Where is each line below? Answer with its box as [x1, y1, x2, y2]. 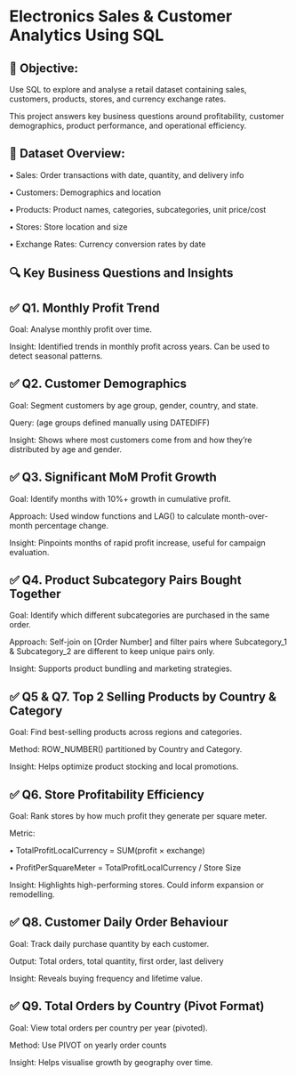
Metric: [9, 828, 36, 838]
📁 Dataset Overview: [9, 146, 126, 161]
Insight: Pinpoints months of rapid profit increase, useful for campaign [9, 537, 267, 548]
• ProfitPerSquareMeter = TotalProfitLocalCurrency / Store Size [9, 862, 242, 873]
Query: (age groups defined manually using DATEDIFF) [9, 417, 211, 428]
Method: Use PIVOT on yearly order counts [9, 1040, 167, 1050]
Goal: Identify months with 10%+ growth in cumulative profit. [9, 493, 231, 504]
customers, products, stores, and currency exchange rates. [9, 93, 227, 104]
